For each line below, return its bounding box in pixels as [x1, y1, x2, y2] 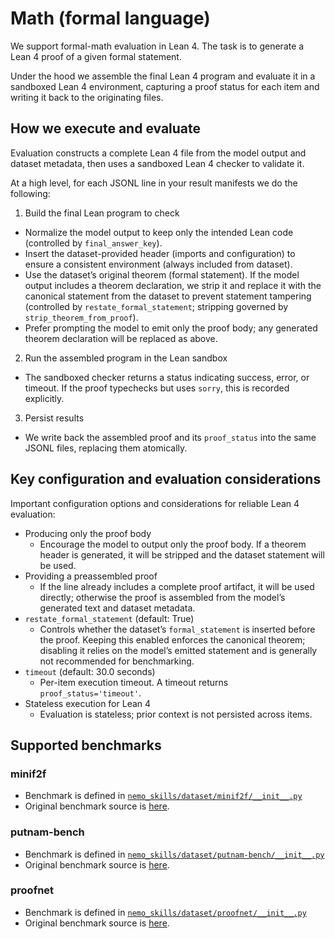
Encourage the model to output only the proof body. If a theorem [39, 538, 307, 550]
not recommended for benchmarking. [39, 655, 195, 667]
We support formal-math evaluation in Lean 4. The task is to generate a [10, 40, 305, 52]
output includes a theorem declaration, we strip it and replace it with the [24, 279, 322, 291]
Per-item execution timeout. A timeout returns [39, 676, 229, 688]
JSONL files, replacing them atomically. [24, 442, 188, 454]
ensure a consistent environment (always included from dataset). [24, 258, 293, 270]
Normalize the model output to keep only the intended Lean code [24, 226, 294, 238]
